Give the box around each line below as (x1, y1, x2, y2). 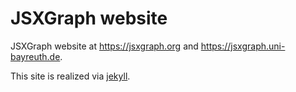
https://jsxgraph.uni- (200, 40, 286, 52)
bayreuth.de (10, 50, 61, 62)
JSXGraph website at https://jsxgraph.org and (10, 40, 199, 52)
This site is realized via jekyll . (10, 70, 131, 82)
